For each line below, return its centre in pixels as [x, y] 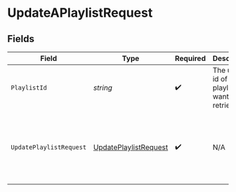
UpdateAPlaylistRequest [80, 13]
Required [190, 59]
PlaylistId [29, 88]
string [103, 88]
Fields [21, 39]
